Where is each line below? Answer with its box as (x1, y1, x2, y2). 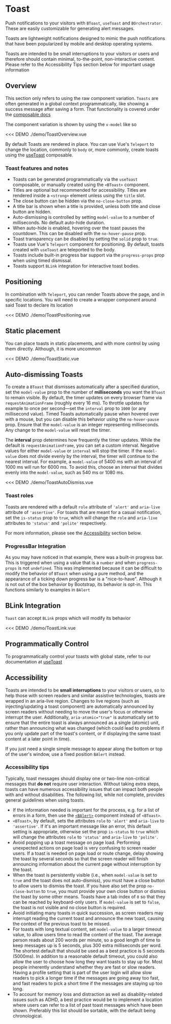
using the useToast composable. (5, 151, 73, 158)
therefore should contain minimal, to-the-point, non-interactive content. (5, 56, 155, 62)
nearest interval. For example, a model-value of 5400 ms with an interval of (5, 458, 162, 465)
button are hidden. (12, 209, 52, 215)
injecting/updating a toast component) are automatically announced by (5, 703, 154, 709)
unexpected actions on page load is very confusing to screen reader (12, 844, 157, 851)
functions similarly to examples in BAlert (5, 587, 91, 593)
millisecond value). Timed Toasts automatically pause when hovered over (5, 411, 159, 417)
